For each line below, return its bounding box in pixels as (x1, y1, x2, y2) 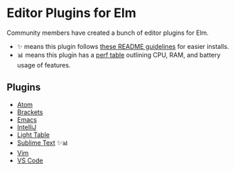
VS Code (16, 156, 43, 165)
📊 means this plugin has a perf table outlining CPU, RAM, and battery (16, 50, 221, 59)
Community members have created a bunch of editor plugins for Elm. (6, 28, 209, 37)
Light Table (16, 130, 50, 139)
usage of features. (16, 60, 71, 69)
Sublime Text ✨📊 (16, 138, 69, 147)
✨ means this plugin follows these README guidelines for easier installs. (16, 42, 229, 50)
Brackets (16, 108, 43, 116)
